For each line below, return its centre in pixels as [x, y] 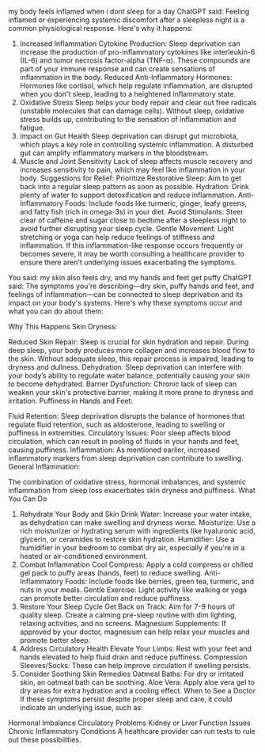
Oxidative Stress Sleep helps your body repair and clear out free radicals [138, 103]
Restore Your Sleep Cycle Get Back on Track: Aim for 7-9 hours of [127, 606]
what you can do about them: [56, 311]
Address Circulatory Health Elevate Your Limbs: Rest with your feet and [135, 649]
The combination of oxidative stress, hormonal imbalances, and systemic [127, 482]
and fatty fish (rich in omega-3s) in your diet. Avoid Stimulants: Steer [131, 212]
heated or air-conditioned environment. [83, 556]
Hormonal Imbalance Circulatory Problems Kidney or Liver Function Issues [129, 723]
